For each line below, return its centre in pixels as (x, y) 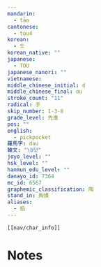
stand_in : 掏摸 (28, 196)
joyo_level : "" (29, 157)
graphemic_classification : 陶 (50, 189)
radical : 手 (24, 105)
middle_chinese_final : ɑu (45, 92)
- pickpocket (32, 137)
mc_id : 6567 (24, 182)
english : (20, 131)
